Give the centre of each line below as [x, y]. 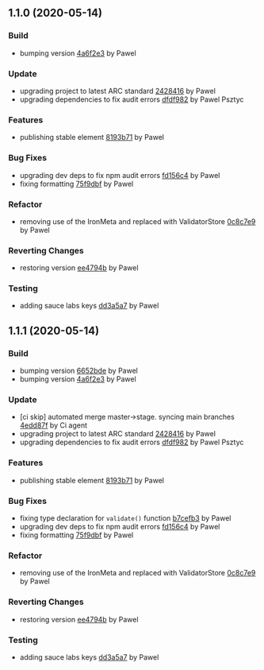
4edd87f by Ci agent [53, 425]
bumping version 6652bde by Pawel [79, 371]
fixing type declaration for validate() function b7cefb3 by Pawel [125, 518]
